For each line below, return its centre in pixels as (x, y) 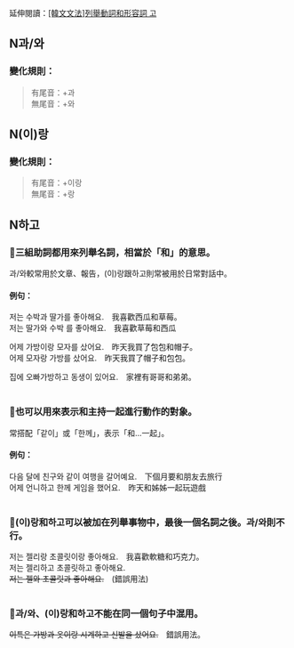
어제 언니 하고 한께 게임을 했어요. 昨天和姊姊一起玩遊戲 (108, 487)
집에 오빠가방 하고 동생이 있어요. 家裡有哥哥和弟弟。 (103, 377)
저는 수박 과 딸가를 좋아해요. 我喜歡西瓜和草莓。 (95, 317)
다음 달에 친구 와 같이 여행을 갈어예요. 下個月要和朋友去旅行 (116, 476)
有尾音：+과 (53, 93)
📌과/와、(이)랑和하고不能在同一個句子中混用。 (106, 613)
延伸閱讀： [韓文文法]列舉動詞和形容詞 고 (83, 13)
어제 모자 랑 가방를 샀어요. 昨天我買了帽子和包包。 (100, 358)
